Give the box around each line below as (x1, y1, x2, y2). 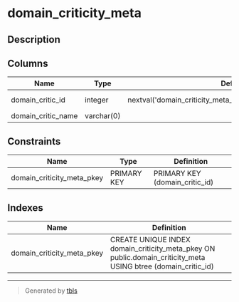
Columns (7, 57, 48, 69)
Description (7, 33, 60, 46)
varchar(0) (85, 111, 121, 121)
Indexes (7, 202, 44, 214)
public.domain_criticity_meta (110, 253, 206, 263)
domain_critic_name (11, 111, 78, 121)
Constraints (7, 135, 61, 147)
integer (85, 95, 109, 105)
